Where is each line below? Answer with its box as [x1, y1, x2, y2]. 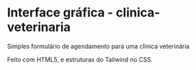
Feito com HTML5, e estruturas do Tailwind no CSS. [7, 55, 153, 63]
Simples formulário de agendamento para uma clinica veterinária [7, 42, 190, 50]
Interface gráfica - [7, 5, 114, 21]
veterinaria [7, 19, 71, 35]
